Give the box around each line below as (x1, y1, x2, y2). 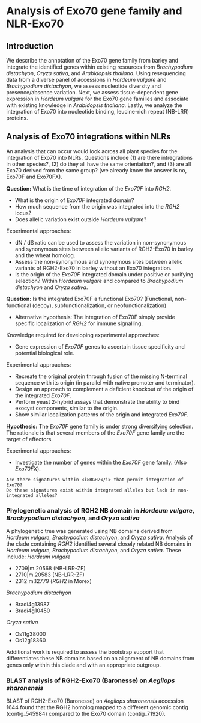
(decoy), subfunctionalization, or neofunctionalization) (32, 302, 167, 309)
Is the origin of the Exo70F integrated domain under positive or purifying (14, 270, 194, 278)
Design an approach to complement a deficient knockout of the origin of (14, 385, 194, 392)
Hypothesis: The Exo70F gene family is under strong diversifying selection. (6, 423, 194, 430)
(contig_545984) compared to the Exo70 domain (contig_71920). (6, 710, 166, 718)
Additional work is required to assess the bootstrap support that (6, 648, 164, 656)
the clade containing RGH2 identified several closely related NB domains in (6, 540, 191, 548)
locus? (14, 209, 32, 216)
